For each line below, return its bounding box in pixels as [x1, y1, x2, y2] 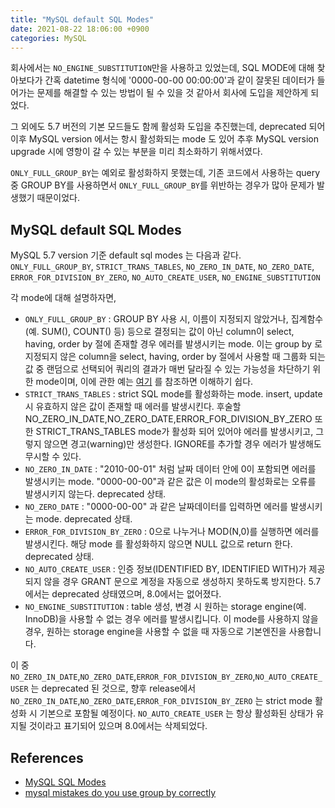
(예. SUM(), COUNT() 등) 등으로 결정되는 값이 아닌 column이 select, [24, 326, 295, 338]
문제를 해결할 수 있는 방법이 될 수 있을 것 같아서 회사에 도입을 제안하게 [36, 87, 309, 99]
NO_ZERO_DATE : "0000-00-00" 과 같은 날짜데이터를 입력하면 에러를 [24, 501, 288, 513]
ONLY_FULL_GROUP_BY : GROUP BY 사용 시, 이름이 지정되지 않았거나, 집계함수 [24, 313, 324, 325]
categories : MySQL [10, 33, 87, 43]
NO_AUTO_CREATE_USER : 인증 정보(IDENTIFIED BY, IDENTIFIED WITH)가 [24, 563, 307, 575]
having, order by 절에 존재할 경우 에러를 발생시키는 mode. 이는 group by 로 [24, 338, 323, 350]
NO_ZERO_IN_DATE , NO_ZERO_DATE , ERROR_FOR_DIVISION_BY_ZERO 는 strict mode [10, 695, 313, 707]
